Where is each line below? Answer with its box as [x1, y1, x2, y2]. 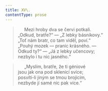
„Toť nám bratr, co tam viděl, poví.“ [17, 37, 91, 43]
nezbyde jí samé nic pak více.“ [17, 80, 83, 86]
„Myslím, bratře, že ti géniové [24, 63, 86, 70]
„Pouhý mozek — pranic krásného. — [17, 42, 97, 49]
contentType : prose [5, 12, 47, 17]
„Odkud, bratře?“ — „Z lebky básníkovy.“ [17, 32, 103, 38]
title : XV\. [5, 7, 31, 13]
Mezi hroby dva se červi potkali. [24, 26, 92, 32]
